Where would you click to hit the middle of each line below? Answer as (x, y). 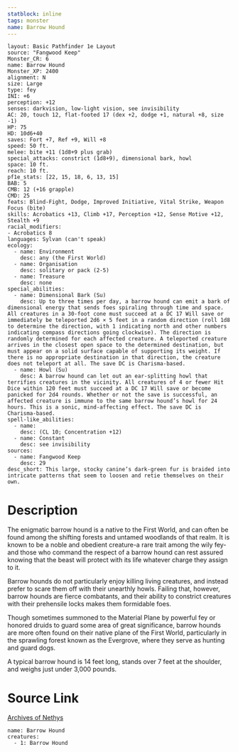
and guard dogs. (31, 648)
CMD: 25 (19, 196)
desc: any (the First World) (63, 258)
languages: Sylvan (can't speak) (57, 240)
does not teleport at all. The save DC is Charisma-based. (97, 364)
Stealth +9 (23, 221)
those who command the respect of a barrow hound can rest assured (122, 552)
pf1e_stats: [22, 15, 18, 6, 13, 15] (63, 177)
